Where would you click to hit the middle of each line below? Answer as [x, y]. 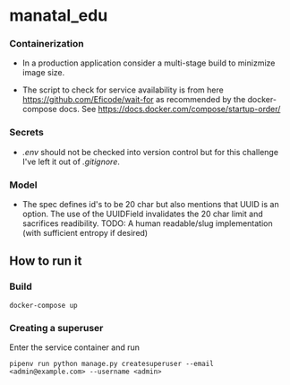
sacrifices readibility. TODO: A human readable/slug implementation [147, 223]
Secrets [27, 133]
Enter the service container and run [75, 347]
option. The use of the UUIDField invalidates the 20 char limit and [142, 214]
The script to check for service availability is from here [123, 90]
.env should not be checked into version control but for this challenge [150, 152]
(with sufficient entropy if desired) [85, 233]
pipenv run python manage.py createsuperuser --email [112, 364]
